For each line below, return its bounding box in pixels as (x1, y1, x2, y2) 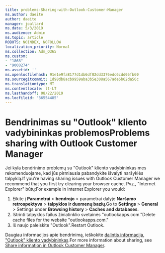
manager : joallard (5, 21, 43, 26)
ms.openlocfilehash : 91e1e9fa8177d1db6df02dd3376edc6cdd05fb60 (5, 72, 139, 77)
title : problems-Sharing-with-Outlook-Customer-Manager (5, 7, 123, 12)
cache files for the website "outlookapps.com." (12, 217, 109, 223)
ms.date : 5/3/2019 (5, 26, 43, 31)
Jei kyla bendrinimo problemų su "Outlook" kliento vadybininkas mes (5, 165, 147, 171)
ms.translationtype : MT (5, 81, 55, 86)
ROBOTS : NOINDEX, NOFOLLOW (5, 40, 61, 45)
